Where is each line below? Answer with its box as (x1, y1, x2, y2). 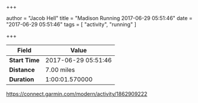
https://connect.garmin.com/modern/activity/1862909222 (6, 91, 148, 97)
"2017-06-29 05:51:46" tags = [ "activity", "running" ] (6, 21, 136, 28)
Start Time (9, 57, 40, 64)
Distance (9, 66, 35, 74)
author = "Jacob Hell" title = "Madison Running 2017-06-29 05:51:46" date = (6, 15, 193, 21)
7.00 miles (45, 66, 75, 74)
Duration (9, 75, 34, 83)
